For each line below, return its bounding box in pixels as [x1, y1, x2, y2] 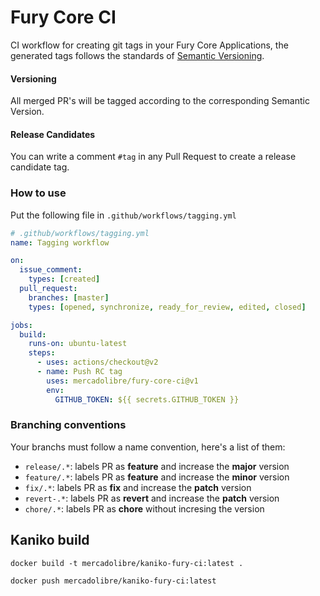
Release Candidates [10, 128, 96, 140]
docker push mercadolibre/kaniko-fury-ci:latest [10, 576, 217, 586]
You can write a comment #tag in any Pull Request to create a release [10, 151, 297, 163]
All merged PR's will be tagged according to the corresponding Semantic [10, 95, 310, 107]
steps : [28, 348, 56, 358]
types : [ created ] [28, 274, 101, 285]
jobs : [10, 320, 33, 330]
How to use [10, 186, 67, 200]
